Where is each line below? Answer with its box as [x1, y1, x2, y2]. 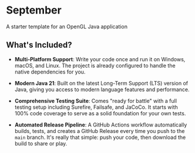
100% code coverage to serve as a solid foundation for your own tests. [14, 109, 186, 117]
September [6, 4, 62, 17]
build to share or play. [14, 139, 68, 147]
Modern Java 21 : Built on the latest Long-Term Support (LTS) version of [14, 79, 189, 87]
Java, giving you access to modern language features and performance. [14, 86, 190, 93]
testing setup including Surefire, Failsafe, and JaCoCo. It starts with [14, 104, 178, 111]
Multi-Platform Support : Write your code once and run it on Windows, [14, 55, 186, 62]
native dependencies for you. [14, 68, 86, 75]
